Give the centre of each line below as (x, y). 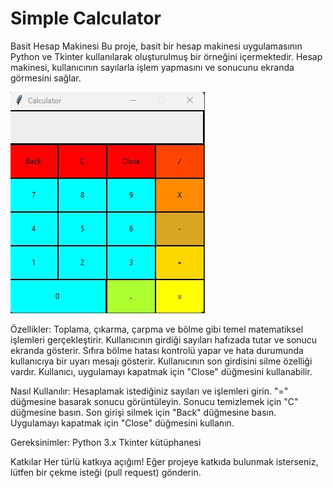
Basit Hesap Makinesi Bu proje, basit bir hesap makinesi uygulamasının (156, 46)
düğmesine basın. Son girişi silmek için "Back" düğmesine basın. (143, 412)
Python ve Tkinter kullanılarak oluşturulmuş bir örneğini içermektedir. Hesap (166, 56)
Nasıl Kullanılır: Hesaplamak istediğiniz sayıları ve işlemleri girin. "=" (149, 391)
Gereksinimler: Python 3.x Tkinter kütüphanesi (106, 442)
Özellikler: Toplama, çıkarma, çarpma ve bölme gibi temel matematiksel (157, 329)
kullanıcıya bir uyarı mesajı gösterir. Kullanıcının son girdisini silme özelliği (161, 361)
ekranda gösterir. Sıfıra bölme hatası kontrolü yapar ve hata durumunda (157, 350)
